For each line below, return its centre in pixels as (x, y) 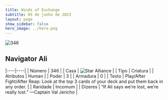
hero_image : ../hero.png (31, 29)
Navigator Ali (26, 59)
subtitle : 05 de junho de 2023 (38, 15)
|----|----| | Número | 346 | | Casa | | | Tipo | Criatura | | (79, 70)
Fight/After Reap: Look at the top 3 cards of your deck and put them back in (84, 81)
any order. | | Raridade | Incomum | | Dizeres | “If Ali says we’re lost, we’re (82, 86)
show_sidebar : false (27, 24)
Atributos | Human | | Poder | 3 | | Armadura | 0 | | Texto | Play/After (75, 76)
